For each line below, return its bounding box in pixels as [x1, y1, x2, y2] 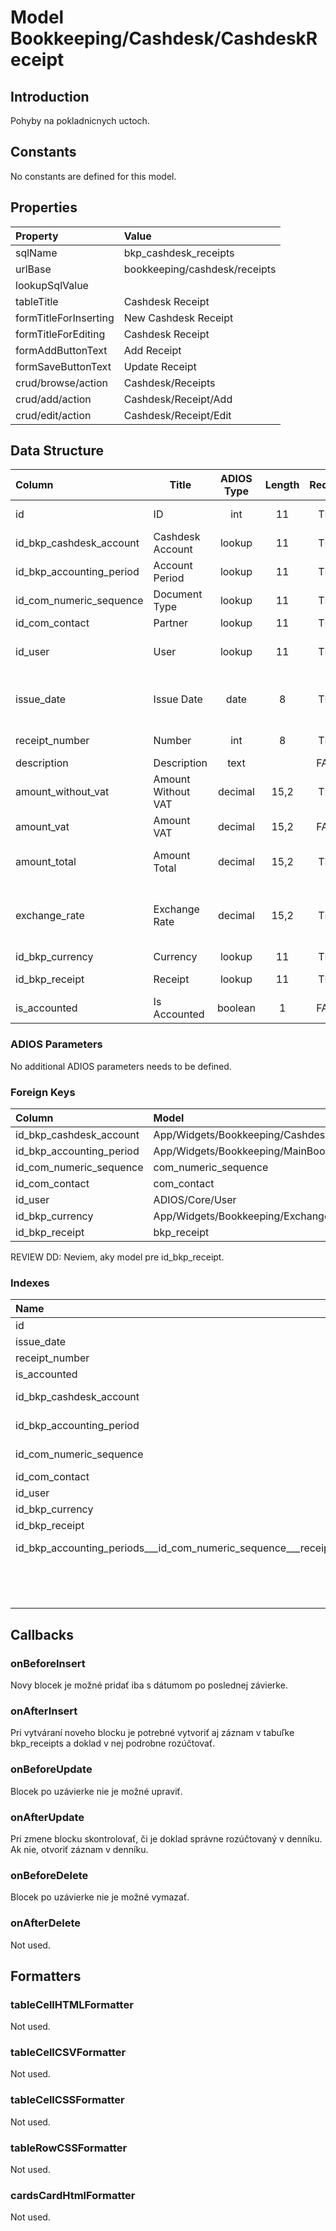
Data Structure [10, 442, 105, 460]
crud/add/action [15, 392, 92, 406]
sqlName [15, 246, 58, 260]
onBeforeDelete [10, 1868, 89, 1882]
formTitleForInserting [15, 311, 115, 325]
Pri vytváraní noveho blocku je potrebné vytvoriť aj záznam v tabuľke [10, 1727, 295, 1739]
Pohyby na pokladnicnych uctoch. [10, 115, 150, 126]
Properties [10, 199, 78, 216]
